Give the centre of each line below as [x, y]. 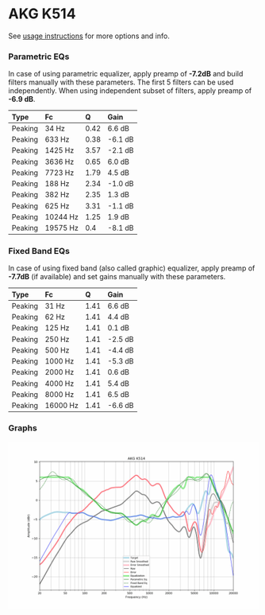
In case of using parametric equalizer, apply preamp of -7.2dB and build [126, 74]
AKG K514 [42, 14]
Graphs [23, 428]
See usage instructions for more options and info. [89, 36]
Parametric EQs [39, 56]
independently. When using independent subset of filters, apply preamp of [130, 91]
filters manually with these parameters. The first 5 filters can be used [121, 82]
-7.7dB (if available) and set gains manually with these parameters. [117, 277]
